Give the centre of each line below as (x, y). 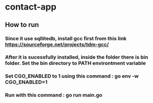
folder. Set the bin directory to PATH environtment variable (76, 63)
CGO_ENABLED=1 (26, 82)
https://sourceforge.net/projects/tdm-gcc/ (57, 44)
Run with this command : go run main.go (54, 95)
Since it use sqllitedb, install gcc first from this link (66, 39)
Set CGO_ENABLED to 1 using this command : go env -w (72, 76)
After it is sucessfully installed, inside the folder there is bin (76, 57)
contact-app (31, 7)
